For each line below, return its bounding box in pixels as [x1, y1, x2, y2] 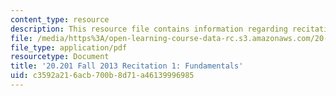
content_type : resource [10, 14, 110, 25]
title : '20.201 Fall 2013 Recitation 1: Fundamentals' [10, 61, 244, 71]
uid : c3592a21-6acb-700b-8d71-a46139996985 [10, 71, 195, 81]
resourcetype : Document [10, 52, 110, 62]
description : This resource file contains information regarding [10, 24, 288, 34]
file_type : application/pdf [10, 42, 128, 53]
